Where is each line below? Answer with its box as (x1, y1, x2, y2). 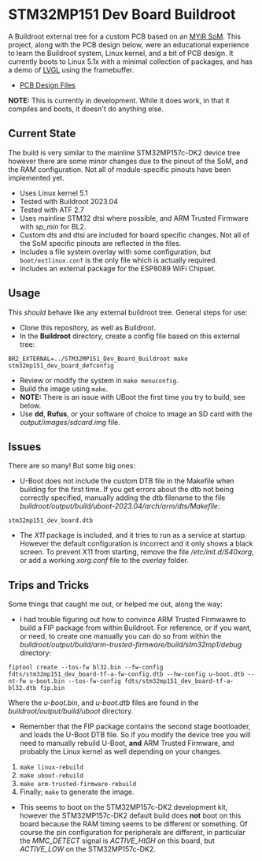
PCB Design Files (19, 80, 76, 90)
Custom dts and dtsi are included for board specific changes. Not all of (19, 230, 250, 240)
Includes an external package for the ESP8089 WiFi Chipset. (19, 263, 216, 273)
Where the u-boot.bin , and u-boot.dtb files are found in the (8, 698, 199, 707)
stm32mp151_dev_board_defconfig (8, 361, 114, 370)
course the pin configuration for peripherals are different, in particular (19, 828, 245, 837)
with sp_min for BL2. (19, 222, 87, 231)
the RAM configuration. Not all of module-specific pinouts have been (8, 164, 231, 174)
